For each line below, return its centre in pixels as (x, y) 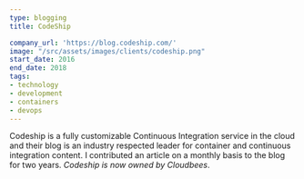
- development (36, 93)
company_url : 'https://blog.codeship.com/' (93, 43)
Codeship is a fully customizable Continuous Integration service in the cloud (152, 136)
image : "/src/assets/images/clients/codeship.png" (107, 51)
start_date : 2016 (42, 60)
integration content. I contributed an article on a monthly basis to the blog (147, 155)
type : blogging (38, 18)
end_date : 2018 (38, 68)
